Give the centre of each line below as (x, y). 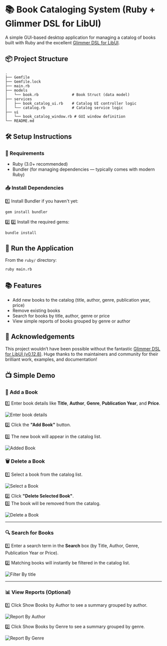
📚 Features (23, 285)
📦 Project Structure (37, 59)
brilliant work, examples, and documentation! (51, 359)
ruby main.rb (19, 269)
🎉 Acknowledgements (40, 337)
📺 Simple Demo (30, 376)
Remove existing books (36, 310)
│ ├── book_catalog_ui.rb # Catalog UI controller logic (71, 103)
